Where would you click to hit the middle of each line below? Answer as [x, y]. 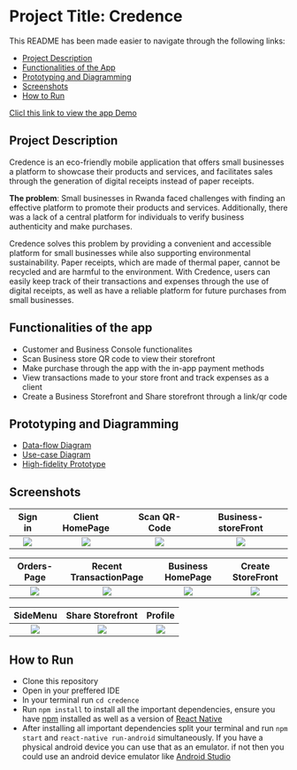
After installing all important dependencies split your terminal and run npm [155, 728]
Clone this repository [60, 681]
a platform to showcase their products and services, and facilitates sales [141, 171]
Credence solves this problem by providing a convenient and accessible [141, 243]
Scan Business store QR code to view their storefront [118, 358]
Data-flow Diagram [57, 446]
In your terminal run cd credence [80, 700]
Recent [107, 566]
